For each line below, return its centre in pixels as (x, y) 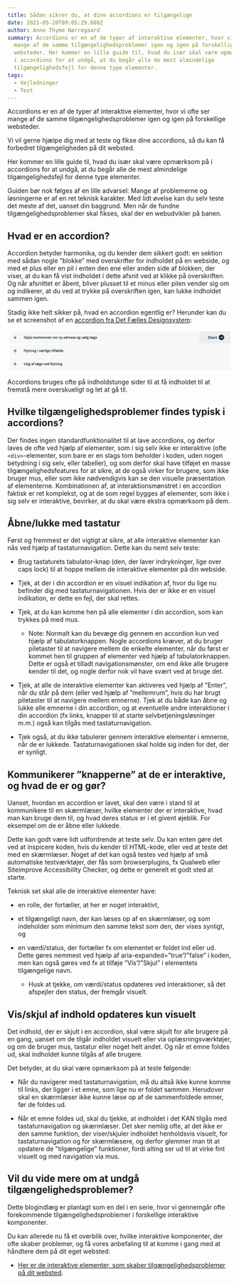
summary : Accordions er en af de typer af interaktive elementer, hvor (116, 38)
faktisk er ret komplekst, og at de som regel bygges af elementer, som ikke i (118, 493)
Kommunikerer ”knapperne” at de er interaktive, (117, 774)
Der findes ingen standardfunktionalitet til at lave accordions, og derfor (111, 440)
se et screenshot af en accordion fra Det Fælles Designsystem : (100, 320)
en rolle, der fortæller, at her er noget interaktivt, (88, 905)
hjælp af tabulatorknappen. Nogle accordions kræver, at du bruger (126, 641)
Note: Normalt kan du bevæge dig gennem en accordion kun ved (123, 633)
